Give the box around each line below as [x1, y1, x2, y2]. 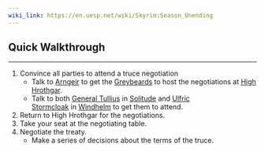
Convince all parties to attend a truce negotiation [19, 68, 179, 79]
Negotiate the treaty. [19, 127, 87, 137]
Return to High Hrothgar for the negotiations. [19, 111, 166, 120]
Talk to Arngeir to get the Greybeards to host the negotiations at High [31, 77, 256, 87]
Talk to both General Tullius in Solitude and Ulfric [31, 94, 191, 103]
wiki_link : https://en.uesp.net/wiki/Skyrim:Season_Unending [8, 11, 214, 20]
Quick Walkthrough [8, 41, 106, 54]
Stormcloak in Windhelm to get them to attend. [31, 102, 184, 112]
